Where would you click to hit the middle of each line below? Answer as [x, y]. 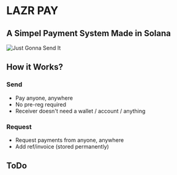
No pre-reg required [40, 104]
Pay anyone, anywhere [44, 98]
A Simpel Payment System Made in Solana [89, 33]
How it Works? [35, 67]
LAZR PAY [32, 11]
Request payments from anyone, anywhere [70, 140]
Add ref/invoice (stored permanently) [62, 146]
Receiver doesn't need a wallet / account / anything [80, 111]
